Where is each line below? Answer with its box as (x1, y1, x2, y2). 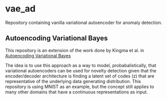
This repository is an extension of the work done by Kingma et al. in (5, 47, 144, 53)
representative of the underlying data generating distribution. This (5, 78, 141, 84)
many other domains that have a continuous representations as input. (5, 88, 148, 95)
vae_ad (5, 3, 36, 14)
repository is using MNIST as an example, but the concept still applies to (5, 83, 154, 89)
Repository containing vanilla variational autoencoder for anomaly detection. (5, 19, 162, 25)
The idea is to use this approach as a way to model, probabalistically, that (5, 62, 156, 68)
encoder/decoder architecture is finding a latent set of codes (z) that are (5, 73, 154, 79)
